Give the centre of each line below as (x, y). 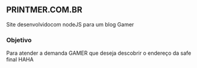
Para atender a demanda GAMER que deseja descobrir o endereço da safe (99, 53)
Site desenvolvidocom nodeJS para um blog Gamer (70, 24)
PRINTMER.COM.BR (44, 10)
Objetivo (19, 40)
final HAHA (20, 60)
